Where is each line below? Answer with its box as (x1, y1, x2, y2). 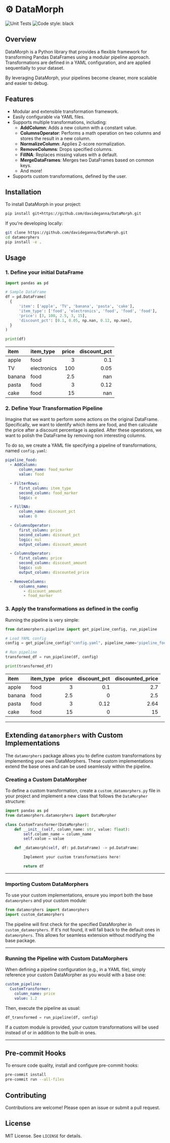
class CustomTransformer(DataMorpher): (5, 822, 90, 827)
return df (23, 864, 44, 869)
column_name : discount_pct (18, 509, 76, 514)
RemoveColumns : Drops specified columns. (20, 146, 113, 152)
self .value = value (23, 836, 65, 842)
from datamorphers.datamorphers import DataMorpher (5, 813, 116, 818)
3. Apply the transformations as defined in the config (5, 605, 138, 612)
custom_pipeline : (5, 982, 42, 987)
